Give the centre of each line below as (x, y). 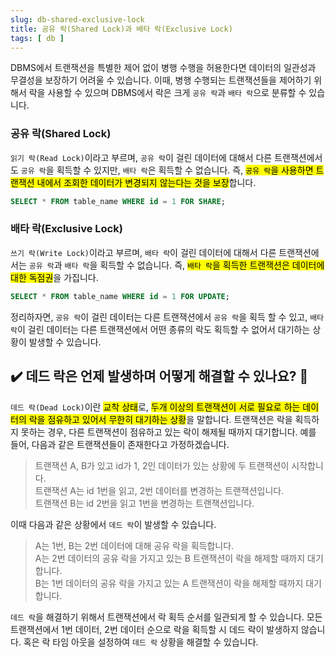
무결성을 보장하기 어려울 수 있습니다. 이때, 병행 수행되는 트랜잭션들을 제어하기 (161, 80)
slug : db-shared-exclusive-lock (77, 19)
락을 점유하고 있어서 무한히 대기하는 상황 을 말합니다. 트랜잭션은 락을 (160, 419)
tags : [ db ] (37, 38)
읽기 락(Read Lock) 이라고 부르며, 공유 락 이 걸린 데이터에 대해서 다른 (141, 157)
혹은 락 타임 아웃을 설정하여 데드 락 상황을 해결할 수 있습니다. (141, 642)
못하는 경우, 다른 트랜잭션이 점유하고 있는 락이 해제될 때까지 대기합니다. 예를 (168, 432)
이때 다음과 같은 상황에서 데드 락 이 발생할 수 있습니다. (113, 524)
